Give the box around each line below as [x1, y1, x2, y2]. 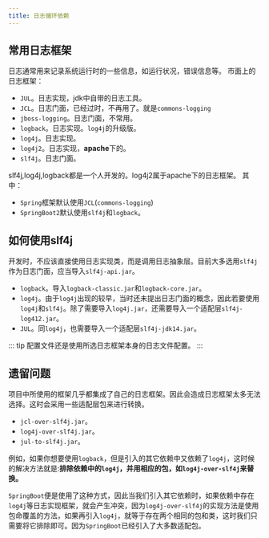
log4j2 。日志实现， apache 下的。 [19, 144, 130, 153]
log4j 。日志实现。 [19, 133, 81, 143]
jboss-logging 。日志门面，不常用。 [19, 113, 138, 123]
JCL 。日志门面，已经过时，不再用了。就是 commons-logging [19, 104, 211, 113]
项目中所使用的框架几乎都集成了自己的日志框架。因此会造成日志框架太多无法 [8, 389, 261, 399]
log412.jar [19, 315, 57, 324]
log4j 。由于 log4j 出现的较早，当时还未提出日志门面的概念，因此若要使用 [19, 294, 260, 304]
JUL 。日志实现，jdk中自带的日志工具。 [19, 93, 147, 103]
